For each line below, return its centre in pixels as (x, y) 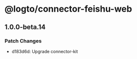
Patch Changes (23, 41)
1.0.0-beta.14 (25, 27)
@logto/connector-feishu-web (68, 9)
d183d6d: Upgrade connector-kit (45, 51)
